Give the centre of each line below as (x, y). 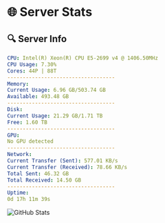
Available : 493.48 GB (38, 97)
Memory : (18, 84)
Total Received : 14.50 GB (44, 180)
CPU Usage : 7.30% (32, 64)
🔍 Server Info (37, 39)
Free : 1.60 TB (27, 122)
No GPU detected (30, 142)
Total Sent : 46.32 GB (38, 173)
